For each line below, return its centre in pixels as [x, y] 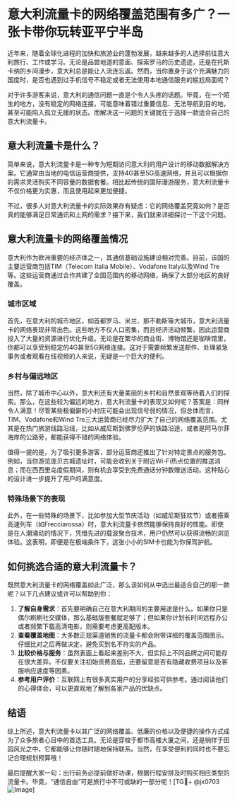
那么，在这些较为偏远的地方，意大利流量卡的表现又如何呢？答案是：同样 [124, 402]
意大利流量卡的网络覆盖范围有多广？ [113, 15]
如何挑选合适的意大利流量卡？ [72, 566]
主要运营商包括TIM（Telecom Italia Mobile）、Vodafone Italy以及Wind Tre [114, 266]
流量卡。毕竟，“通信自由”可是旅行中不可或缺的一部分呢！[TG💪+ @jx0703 [114, 782]
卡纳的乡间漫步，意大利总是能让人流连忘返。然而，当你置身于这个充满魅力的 [119, 71]
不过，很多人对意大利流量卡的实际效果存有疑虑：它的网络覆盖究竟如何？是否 [119, 205]
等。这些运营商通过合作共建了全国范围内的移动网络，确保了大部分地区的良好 [119, 275]
